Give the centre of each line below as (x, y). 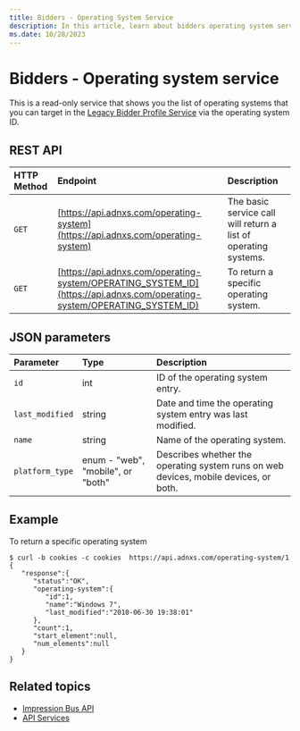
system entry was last (202, 414)
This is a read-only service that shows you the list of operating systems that (149, 103)
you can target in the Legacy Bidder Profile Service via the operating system (150, 113)
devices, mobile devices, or (213, 476)
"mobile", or (107, 471)
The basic (248, 202)
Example (34, 520)
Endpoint (77, 181)
